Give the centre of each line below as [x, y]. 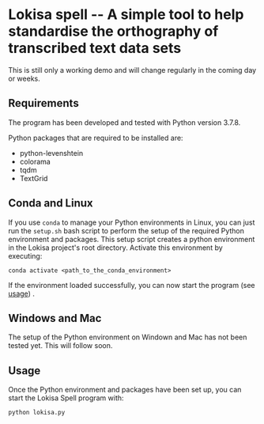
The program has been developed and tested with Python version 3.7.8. [124, 122]
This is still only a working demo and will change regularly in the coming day [132, 70]
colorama [35, 161]
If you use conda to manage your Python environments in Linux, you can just [132, 222]
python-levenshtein [51, 153]
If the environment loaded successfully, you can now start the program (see [132, 285]
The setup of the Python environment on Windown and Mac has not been [128, 337]
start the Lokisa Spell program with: [66, 398]
